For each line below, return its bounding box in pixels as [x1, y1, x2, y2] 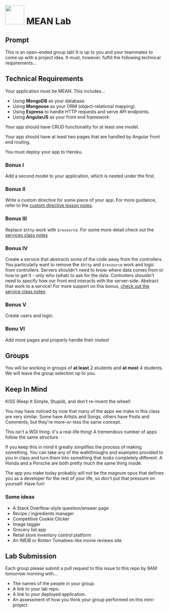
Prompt [5, 35, 29, 44]
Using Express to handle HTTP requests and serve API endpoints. [12, 108, 150, 114]
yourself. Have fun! [5, 481, 45, 487]
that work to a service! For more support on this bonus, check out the [5, 283, 150, 289]
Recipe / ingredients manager [12, 510, 74, 516]
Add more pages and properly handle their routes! [5, 337, 109, 343]
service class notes [5, 289, 46, 294]
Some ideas [5, 493, 35, 501]
